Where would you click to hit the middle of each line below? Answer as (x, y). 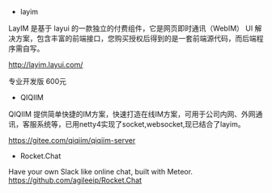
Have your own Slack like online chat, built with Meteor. (100, 172)
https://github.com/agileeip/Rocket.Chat (75, 180)
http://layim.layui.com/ (46, 65)
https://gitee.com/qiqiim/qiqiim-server (72, 140)
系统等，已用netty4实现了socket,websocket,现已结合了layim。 (140, 124)
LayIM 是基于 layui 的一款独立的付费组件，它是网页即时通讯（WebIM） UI (131, 28)
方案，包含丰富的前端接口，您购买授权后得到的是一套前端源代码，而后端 (136, 38)
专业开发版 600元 (38, 81)
